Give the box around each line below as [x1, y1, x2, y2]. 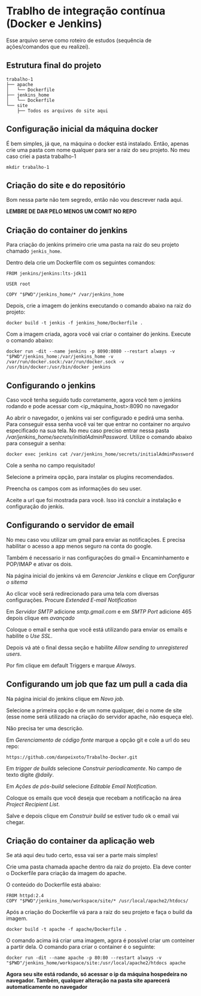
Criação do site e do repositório [6, 180, 126, 190]
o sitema [6, 578, 28, 585]
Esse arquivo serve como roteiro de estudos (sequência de [6, 37, 152, 44]
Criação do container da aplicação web [6, 836, 155, 846]
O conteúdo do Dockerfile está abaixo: [6, 881, 102, 888]
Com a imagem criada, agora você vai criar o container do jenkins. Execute [6, 330, 191, 338]
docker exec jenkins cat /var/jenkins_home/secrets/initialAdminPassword [6, 451, 194, 457]
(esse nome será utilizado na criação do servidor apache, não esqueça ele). [6, 713, 194, 720]
